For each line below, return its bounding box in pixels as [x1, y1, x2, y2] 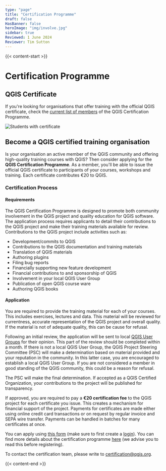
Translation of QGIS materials [12, 249, 73, 255]
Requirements [5, 197, 35, 203]
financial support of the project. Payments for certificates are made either [5, 405, 156, 412]
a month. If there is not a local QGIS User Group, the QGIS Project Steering [5, 344, 157, 350]
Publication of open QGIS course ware [12, 281, 91, 287]
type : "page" [5, 7, 32, 12]
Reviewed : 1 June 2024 [5, 35, 52, 40]
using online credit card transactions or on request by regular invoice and [5, 411, 155, 416]
